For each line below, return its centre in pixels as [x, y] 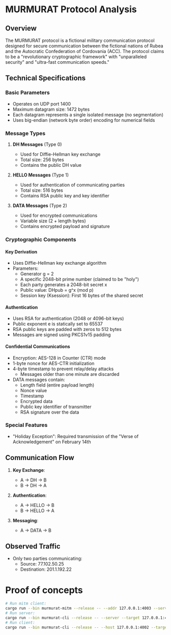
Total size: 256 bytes [42, 160]
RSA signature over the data [50, 412]
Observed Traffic [33, 547]
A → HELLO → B [37, 505]
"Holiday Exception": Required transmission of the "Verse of [76, 436]
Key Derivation [21, 251]
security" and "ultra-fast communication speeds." [57, 62]
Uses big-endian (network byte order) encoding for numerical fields [84, 120]
